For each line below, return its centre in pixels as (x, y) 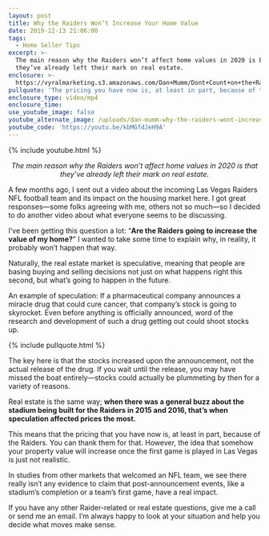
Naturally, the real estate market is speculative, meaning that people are (127, 263)
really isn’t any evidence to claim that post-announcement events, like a (126, 483)
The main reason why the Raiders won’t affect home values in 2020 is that (134, 166)
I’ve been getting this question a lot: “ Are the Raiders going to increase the (133, 230)
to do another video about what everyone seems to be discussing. (117, 215)
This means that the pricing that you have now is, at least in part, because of (134, 434)
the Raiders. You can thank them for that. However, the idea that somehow (131, 442)
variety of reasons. (39, 386)
